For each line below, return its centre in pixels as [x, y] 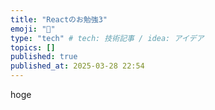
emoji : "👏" [33, 29]
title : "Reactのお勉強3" [59, 19]
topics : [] [33, 47]
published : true [44, 57]
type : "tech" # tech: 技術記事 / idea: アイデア [107, 38]
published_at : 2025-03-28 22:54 [77, 66]
